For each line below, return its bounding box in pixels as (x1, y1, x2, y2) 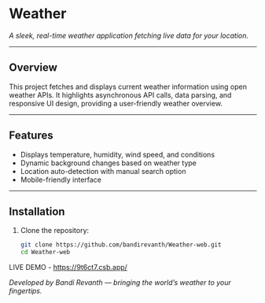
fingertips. (9, 286, 42, 296)
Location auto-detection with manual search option (20, 166, 186, 176)
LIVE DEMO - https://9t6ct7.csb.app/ (9, 263, 128, 272)
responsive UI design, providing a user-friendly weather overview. (9, 98, 223, 108)
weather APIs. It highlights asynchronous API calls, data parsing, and (9, 90, 232, 99)
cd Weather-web (20, 249, 71, 257)
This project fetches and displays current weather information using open (9, 82, 247, 91)
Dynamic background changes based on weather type (20, 158, 197, 168)
